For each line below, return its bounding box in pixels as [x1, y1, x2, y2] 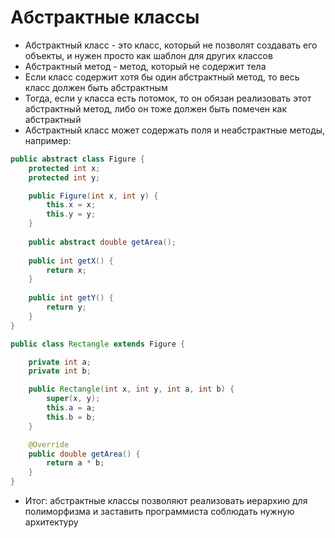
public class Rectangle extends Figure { [10, 339, 186, 349]
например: [24, 134, 72, 146]
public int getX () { [28, 256, 114, 266]
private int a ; [28, 357, 92, 367]
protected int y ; [28, 172, 101, 183]
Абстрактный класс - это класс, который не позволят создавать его [24, 39, 318, 51]
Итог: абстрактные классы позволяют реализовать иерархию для [24, 495, 308, 507]
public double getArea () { [28, 449, 141, 459]
